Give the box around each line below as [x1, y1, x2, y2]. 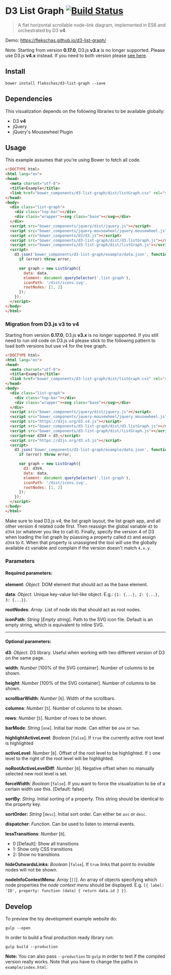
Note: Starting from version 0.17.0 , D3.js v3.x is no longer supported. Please [5, 47, 165, 53]
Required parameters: [5, 570, 52, 576]
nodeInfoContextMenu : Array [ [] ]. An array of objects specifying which [5, 877, 157, 883]
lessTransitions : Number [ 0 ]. [5, 831, 66, 837]
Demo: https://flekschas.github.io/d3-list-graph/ [5, 37, 106, 43]
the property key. [5, 801, 42, 808]
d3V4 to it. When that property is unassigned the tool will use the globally [5, 539, 157, 546]
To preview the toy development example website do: [5, 915, 118, 922]
